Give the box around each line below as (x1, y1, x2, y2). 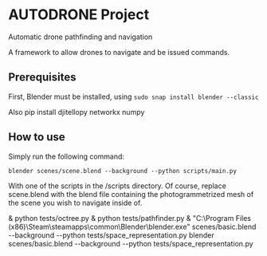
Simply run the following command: (8, 152, 125, 161)
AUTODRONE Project (8, 6, 150, 24)
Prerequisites (8, 70, 77, 85)
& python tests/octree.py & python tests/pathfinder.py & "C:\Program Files (8, 213, 252, 223)
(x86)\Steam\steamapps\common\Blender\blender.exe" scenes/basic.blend (8, 222, 257, 231)
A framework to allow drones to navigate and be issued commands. (8, 47, 230, 57)
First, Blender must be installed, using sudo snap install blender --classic (8, 92, 259, 101)
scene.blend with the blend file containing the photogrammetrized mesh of (8, 189, 254, 199)
